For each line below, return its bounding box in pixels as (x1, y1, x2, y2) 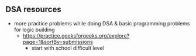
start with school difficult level (31, 44, 104, 51)
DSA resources (5, 5, 62, 14)
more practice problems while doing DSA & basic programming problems (13, 20, 190, 27)
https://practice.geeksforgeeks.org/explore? (22, 32, 130, 39)
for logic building (13, 26, 55, 33)
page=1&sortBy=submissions (22, 38, 93, 45)
